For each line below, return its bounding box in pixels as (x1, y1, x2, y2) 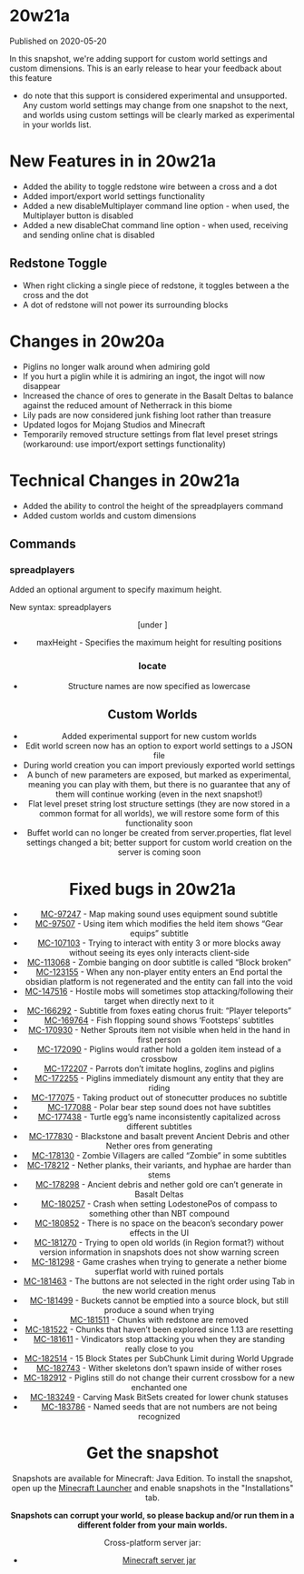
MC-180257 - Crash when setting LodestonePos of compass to (40, 1198, 278, 1209)
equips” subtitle (130, 928, 189, 939)
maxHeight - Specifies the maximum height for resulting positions (35, 637, 282, 648)
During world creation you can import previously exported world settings (23, 760, 296, 771)
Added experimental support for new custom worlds (62, 731, 257, 742)
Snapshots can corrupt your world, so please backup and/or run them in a (10, 1510, 295, 1521)
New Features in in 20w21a (9, 151, 216, 172)
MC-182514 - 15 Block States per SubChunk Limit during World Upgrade (24, 1353, 294, 1364)
